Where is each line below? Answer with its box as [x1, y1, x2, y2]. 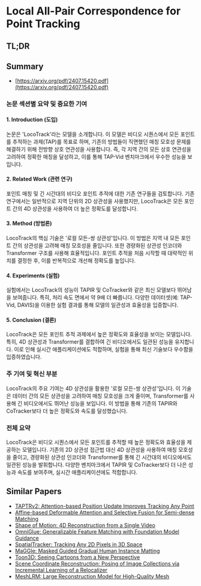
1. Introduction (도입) [6, 116, 58, 123]
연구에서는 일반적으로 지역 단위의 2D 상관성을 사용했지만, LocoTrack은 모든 [6, 197, 183, 205]
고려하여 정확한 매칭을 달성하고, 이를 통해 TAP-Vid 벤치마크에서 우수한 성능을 [6, 153, 187, 160]
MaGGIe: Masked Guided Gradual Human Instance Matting [14, 547, 160, 554]
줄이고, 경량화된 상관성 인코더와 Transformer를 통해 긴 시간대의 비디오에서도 [12, 453, 192, 461]
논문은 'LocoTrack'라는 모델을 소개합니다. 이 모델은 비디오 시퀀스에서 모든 [6, 131, 179, 138]
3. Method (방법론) [6, 220, 52, 227]
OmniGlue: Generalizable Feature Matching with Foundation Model [14, 528, 180, 535]
